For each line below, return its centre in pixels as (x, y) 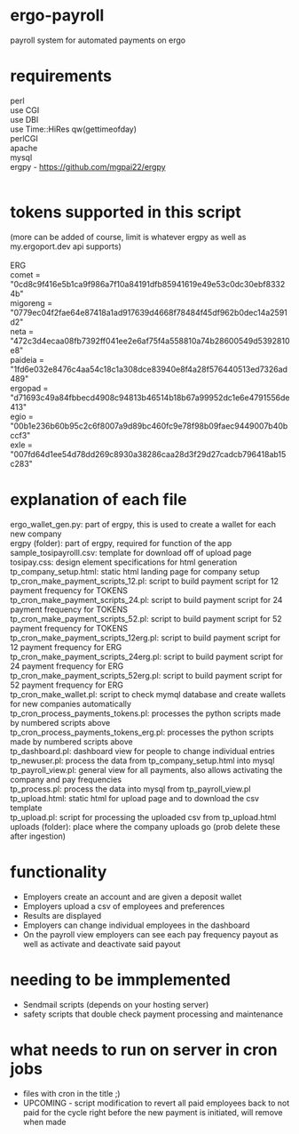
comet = (25, 274)
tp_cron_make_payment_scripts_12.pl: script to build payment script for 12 (144, 581)
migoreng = (31, 302)
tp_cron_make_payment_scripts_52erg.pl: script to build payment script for (146, 675)
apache (24, 148)
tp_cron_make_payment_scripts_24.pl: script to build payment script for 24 (146, 599)
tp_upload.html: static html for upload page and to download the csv (135, 798)
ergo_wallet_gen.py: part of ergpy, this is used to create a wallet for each (143, 524)
